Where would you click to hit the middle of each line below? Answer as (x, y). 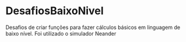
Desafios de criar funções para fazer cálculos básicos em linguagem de (93, 27)
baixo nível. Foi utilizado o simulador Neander (61, 33)
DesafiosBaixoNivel (55, 11)
